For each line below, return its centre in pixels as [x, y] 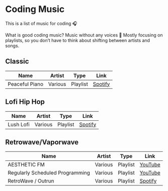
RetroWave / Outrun [31, 181]
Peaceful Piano [26, 84]
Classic [17, 61]
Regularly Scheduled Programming [49, 173]
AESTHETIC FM [26, 165]
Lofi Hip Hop [25, 102]
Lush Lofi [19, 124]
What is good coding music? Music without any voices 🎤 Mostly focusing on [84, 35]
